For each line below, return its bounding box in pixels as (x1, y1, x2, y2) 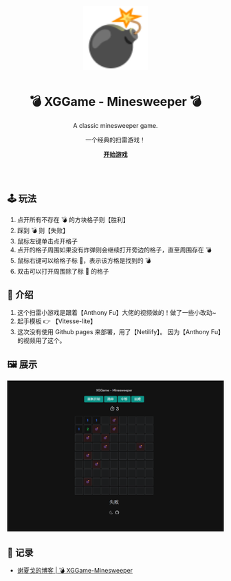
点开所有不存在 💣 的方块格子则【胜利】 (16, 215, 129, 223)
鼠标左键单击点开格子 (16, 237, 78, 245)
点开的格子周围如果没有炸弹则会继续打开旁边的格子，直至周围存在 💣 (16, 245, 212, 254)
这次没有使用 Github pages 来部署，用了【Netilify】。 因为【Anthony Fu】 (16, 328, 221, 336)
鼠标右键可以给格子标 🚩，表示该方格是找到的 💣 (16, 256, 151, 265)
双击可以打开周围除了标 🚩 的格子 (16, 267, 109, 275)
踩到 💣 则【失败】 (16, 226, 69, 234)
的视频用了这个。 (16, 336, 66, 344)
